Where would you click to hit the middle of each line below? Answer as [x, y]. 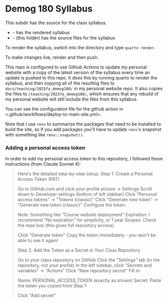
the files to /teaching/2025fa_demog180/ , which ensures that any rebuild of [82, 94]
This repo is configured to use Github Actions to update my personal [76, 67]
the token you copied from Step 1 [52, 286]
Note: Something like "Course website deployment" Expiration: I [83, 215]
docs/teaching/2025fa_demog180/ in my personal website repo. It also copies [84, 88]
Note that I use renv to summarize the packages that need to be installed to [83, 124]
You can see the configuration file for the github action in [64, 109]
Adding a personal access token [45, 147]
